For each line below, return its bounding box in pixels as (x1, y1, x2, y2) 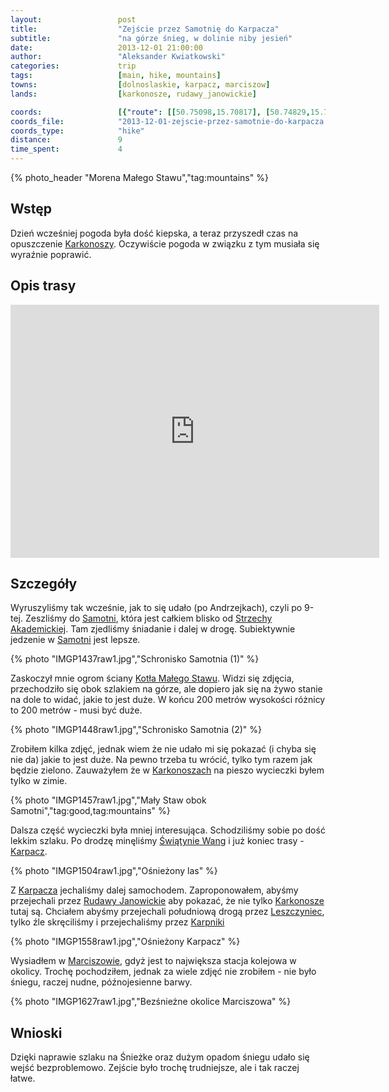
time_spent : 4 (10, 144, 123, 155)
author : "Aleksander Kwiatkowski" (10, 52, 226, 62)
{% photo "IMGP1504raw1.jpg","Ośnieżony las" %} (10, 865, 218, 877)
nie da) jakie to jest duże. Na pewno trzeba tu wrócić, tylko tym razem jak (10, 754, 313, 766)
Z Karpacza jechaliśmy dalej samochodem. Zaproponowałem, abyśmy (10, 884, 299, 896)
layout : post (10, 14, 137, 25)
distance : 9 (10, 135, 123, 145)
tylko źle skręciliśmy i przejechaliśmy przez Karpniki (10, 916, 225, 928)
